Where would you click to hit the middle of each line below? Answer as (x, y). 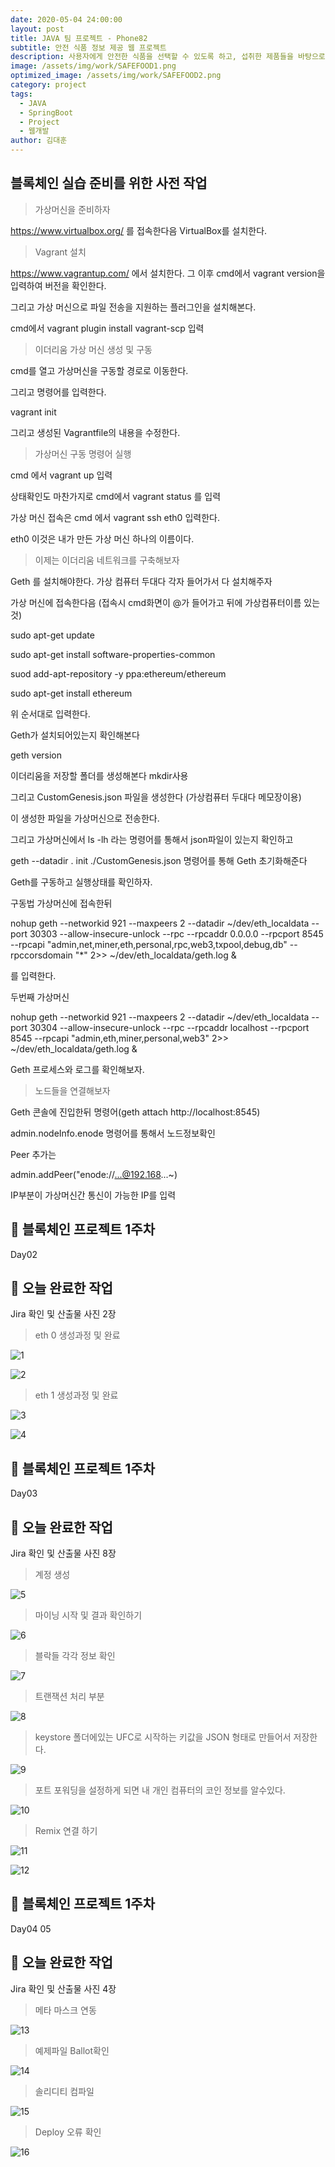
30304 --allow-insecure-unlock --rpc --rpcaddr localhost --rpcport (169, 1027)
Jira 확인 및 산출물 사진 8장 (63, 1553)
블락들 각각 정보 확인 (75, 1656)
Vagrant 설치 (60, 252)
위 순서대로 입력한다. (50, 713)
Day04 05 (31, 1928)
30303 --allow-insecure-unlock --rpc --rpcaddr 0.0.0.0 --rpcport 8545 (176, 933)
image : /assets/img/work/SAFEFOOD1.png (93, 66)
